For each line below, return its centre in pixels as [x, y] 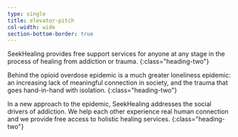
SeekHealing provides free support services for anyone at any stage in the [116, 54]
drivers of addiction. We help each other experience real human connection [118, 111]
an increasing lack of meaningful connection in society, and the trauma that [118, 83]
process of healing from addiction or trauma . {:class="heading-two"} [108, 62]
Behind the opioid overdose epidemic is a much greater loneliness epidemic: [119, 75]
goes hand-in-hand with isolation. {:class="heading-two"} [92, 90]
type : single [27, 14]
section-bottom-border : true [50, 34]
